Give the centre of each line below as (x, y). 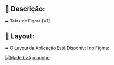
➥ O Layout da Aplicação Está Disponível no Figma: (57, 48)
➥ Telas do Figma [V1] (28, 21)
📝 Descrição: (25, 9)
